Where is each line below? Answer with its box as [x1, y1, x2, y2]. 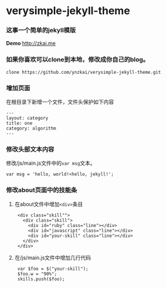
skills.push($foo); [17, 276, 65, 282]
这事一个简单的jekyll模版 [6, 26, 76, 35]
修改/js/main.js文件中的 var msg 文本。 [6, 160, 96, 167]
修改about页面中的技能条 [6, 186, 77, 194]
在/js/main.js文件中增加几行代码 [14, 254, 91, 261]
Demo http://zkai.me [6, 40, 56, 47]
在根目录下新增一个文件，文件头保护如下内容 [6, 99, 114, 106]
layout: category [6, 116, 49, 121]
